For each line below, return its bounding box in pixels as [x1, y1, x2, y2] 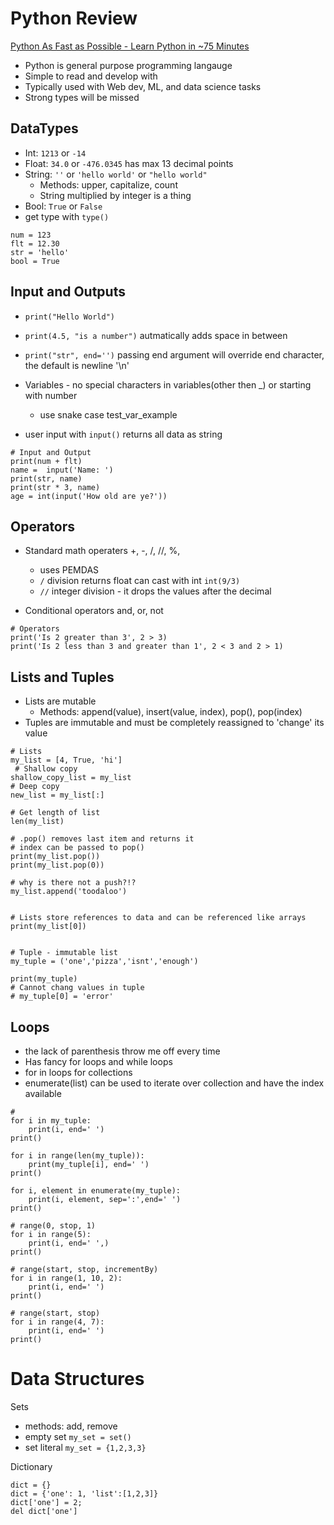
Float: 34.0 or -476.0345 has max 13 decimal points [24, 157, 234, 169]
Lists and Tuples [10, 668, 115, 686]
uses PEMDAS [39, 564, 100, 576]
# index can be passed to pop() [10, 843, 145, 853]
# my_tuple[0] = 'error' [10, 992, 114, 1002]
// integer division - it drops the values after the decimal [39, 585, 272, 597]
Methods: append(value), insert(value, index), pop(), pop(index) [39, 706, 303, 718]
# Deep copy [10, 782, 60, 792]
